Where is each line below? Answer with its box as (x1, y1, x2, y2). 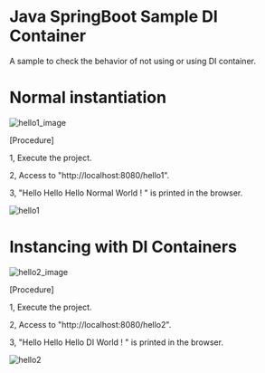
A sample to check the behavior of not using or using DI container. (9, 55, 256, 66)
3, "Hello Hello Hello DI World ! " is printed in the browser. (9, 337, 224, 348)
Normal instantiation (9, 88, 167, 108)
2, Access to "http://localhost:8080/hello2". (9, 319, 172, 330)
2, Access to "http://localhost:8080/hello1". (9, 169, 170, 180)
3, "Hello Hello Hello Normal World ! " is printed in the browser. (9, 187, 243, 198)
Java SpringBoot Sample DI (9, 6, 219, 27)
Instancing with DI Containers (9, 237, 238, 257)
